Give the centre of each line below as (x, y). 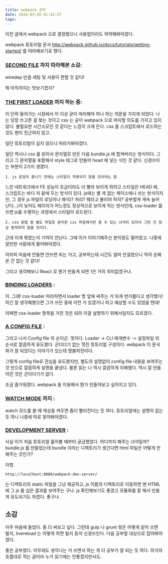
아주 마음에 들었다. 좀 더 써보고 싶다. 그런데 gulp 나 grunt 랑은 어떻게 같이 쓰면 (82, 527)
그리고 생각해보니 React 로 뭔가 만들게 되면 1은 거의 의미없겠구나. (69, 271)
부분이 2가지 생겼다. (30, 166)
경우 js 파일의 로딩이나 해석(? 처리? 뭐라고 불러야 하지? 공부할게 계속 (83, 199)
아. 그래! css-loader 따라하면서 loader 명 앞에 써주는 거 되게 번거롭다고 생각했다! (84, 296)
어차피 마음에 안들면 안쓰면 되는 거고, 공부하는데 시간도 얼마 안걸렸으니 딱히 (79, 254)
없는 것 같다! (28, 261)
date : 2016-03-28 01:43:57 (33, 15)
